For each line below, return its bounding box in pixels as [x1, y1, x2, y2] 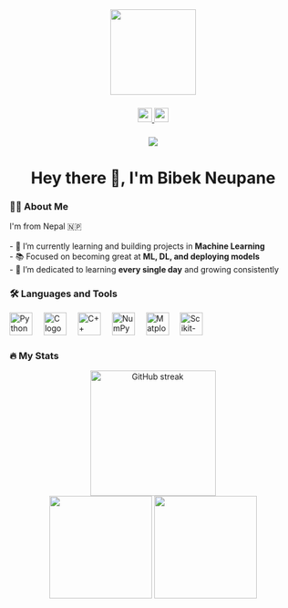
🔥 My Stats [9, 349, 59, 362]
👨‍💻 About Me [9, 200, 68, 212]
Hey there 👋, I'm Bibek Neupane [30, 168, 276, 189]
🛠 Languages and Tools [9, 287, 118, 300]
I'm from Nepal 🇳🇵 [9, 221, 82, 232]
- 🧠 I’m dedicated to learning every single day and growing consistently [9, 264, 280, 275]
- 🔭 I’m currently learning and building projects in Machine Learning [9, 241, 266, 252]
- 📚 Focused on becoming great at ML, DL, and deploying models [9, 251, 260, 263]
